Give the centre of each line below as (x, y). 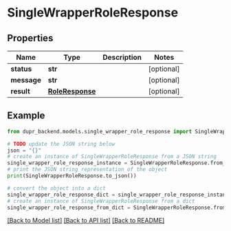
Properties (30, 38)
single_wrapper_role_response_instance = (67, 163)
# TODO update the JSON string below (61, 144)
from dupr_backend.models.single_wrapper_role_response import (100, 131)
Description (122, 57)
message (26, 80)
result (21, 91)
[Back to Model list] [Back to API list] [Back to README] (86, 221)
